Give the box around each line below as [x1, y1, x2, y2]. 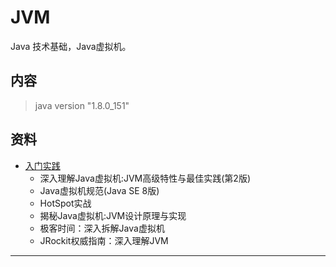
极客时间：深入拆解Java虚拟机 [39, 222, 165, 234]
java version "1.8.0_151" [34, 99, 130, 111]
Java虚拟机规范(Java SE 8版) [39, 184, 160, 196]
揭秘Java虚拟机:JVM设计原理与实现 [39, 209, 187, 221]
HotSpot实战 [39, 197, 92, 209]
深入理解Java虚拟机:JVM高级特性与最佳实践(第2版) [39, 172, 251, 184]
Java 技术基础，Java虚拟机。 [10, 40, 132, 52]
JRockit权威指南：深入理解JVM [39, 234, 169, 246]
